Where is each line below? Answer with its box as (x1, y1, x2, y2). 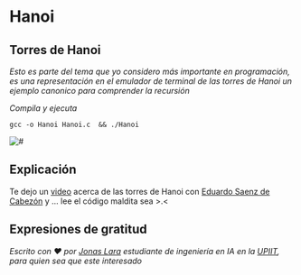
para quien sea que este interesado (9, 255, 143, 266)
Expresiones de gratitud (9, 222, 147, 237)
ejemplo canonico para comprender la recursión (9, 86, 190, 96)
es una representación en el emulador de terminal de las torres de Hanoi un (9, 76, 292, 87)
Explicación (9, 162, 77, 178)
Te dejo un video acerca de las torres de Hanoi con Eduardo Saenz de (9, 186, 270, 197)
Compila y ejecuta (9, 103, 78, 114)
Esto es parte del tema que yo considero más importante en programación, (9, 66, 291, 77)
